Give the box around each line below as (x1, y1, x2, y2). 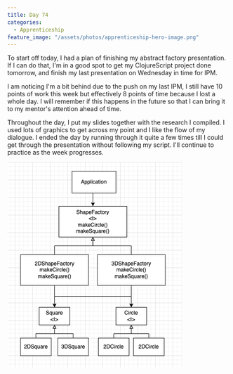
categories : (7, 18, 42, 26)
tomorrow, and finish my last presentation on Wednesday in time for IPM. (7, 69, 218, 77)
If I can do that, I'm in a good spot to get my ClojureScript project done (7, 61, 212, 70)
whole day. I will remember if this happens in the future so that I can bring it (7, 97, 226, 105)
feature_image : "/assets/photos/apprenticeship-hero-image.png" (7, 34, 199, 41)
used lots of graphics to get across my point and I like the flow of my (7, 126, 206, 134)
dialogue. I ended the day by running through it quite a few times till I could (7, 134, 224, 142)
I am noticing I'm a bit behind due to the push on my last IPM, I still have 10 (7, 82, 223, 91)
